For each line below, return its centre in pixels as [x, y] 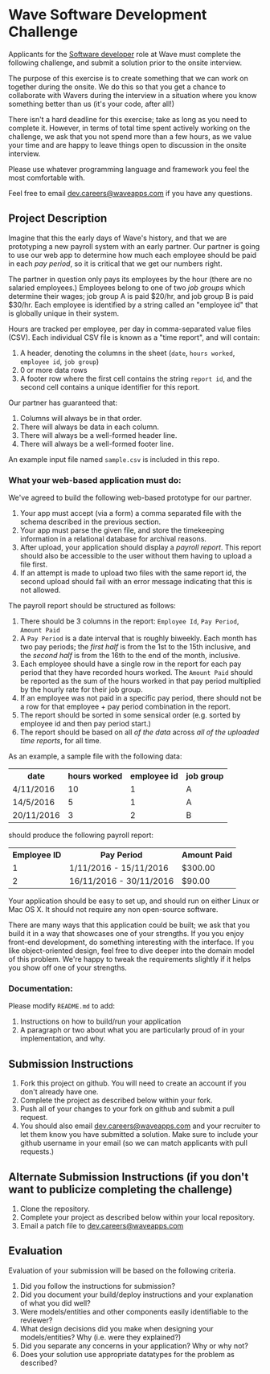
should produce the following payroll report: [81, 835]
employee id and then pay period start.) [85, 724]
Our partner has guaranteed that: [63, 403]
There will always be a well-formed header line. [98, 435]
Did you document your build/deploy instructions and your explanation [137, 1294]
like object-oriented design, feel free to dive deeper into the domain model [131, 951]
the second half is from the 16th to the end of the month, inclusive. [130, 656]
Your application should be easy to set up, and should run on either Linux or [134, 901]
